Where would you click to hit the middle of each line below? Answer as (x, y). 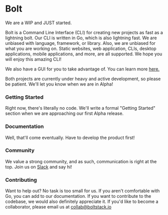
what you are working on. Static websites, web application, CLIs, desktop (81, 48)
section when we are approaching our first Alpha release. (64, 113)
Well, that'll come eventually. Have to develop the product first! (70, 137)
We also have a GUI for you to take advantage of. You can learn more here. (82, 69)
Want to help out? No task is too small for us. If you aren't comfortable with (82, 191)
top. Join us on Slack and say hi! (39, 167)
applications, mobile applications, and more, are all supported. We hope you (84, 54)
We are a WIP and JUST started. (38, 23)
